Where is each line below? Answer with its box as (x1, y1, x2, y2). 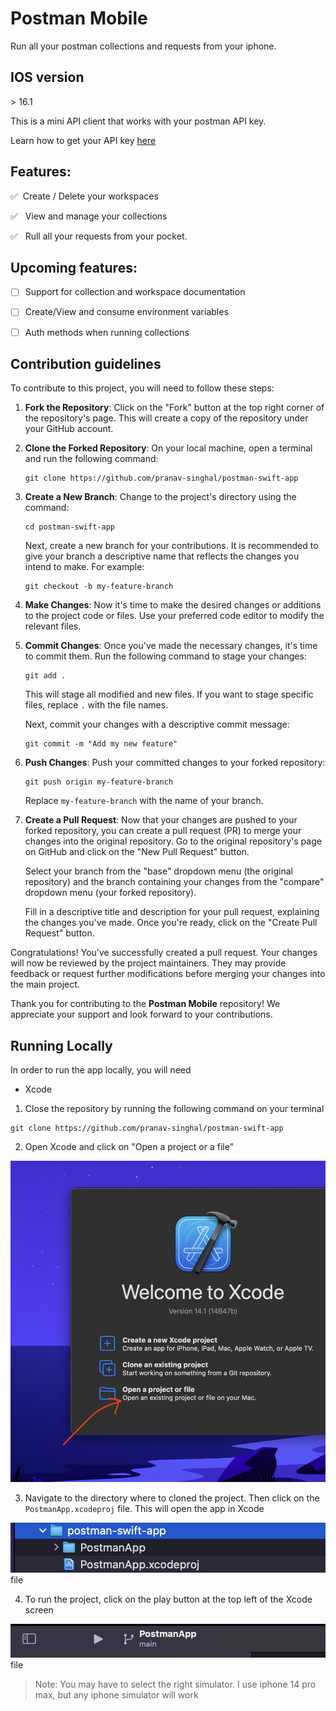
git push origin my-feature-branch (24, 777, 174, 787)
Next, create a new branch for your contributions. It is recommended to (24, 540, 319, 552)
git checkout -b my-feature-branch (24, 582, 174, 592)
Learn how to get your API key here (10, 134, 157, 146)
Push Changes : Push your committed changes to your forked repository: (24, 757, 326, 769)
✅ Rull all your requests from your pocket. (10, 230, 188, 242)
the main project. (10, 978, 80, 991)
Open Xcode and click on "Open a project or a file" (24, 1141, 235, 1153)
